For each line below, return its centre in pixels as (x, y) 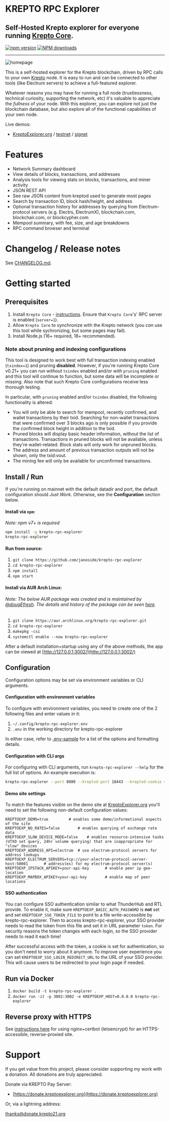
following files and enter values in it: (43, 714)
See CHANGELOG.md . (29, 263)
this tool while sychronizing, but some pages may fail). (69, 330)
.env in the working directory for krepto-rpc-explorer (68, 729)
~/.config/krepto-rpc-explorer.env (50, 724)
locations (16, 882)
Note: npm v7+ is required (32, 523)
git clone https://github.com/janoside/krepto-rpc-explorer (77, 560)
